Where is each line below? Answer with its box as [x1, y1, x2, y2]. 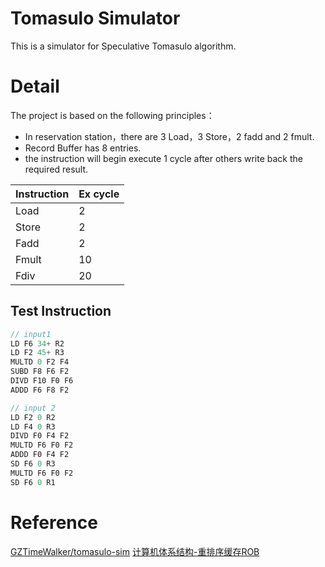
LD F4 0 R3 [10, 422, 56, 432]
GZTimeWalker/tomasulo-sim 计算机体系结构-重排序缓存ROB [10, 545, 260, 557]
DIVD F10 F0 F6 [10, 376, 74, 386]
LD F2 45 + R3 [10, 348, 65, 358]
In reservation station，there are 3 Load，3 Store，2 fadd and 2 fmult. [24, 130, 315, 142]
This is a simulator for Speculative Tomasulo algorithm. [10, 40, 237, 52]
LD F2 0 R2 [10, 412, 56, 422]
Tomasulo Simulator [10, 7, 181, 30]
